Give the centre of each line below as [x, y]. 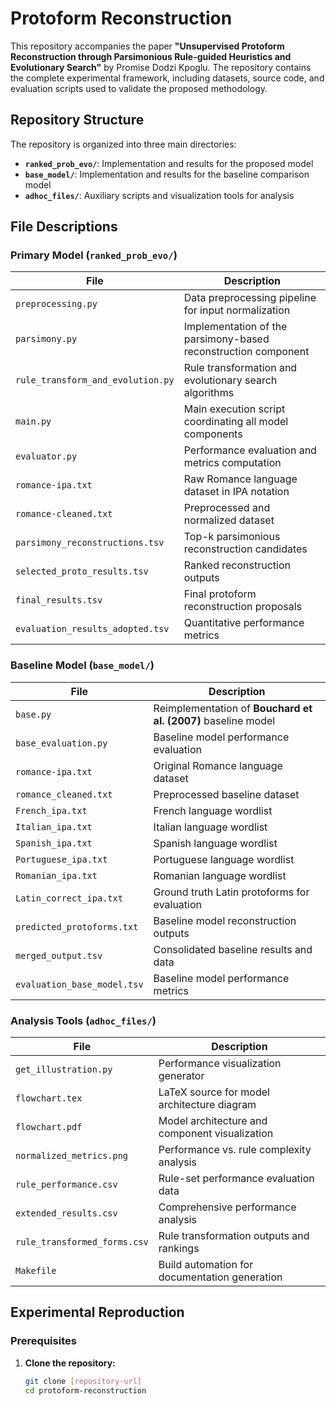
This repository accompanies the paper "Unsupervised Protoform [147, 46]
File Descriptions [64, 227]
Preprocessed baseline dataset [226, 794]
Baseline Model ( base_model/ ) [82, 665]
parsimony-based [226, 339]
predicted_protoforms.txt [77, 926]
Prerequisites [43, 1341]
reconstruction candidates [245, 549]
